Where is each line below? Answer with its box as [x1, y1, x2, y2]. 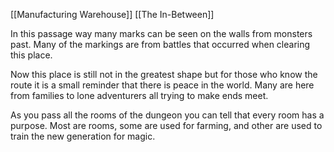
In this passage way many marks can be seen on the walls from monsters [10, 28, 313, 39]
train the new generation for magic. [10, 130, 156, 142]
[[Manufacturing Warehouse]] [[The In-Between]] [10, 9, 215, 20]
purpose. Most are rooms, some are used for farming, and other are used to [10, 120, 323, 131]
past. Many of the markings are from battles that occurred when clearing [10, 39, 311, 50]
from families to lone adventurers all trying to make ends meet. [10, 90, 269, 101]
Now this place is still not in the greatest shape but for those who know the [10, 69, 318, 80]
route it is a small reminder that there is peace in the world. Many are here [10, 79, 315, 91]
